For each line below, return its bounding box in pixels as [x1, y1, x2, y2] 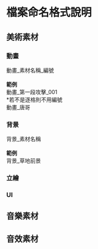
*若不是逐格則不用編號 [6, 96, 63, 103]
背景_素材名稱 [6, 135, 41, 143]
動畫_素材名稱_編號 [6, 67, 54, 74]
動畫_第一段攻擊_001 [6, 88, 58, 95]
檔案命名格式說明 [6, 5, 93, 20]
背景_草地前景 [6, 157, 41, 165]
